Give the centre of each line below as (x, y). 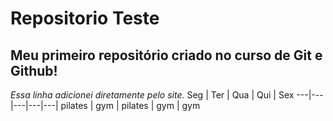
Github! (34, 70)
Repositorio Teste (85, 18)
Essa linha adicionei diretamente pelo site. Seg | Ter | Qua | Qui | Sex (152, 95)
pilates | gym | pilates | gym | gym (130, 105)
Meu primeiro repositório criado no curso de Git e (166, 55)
